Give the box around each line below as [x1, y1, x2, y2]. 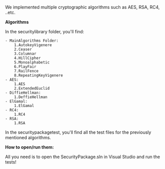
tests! [5, 159, 16, 165]
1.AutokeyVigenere [14, 43, 52, 48]
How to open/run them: [5, 144, 54, 150]
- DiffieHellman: [5, 90, 41, 95]
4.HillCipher [14, 56, 41, 60]
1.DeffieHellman [14, 95, 48, 100]
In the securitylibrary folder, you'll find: [5, 29, 84, 34]
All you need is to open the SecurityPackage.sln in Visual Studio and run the [5, 154, 160, 160]
